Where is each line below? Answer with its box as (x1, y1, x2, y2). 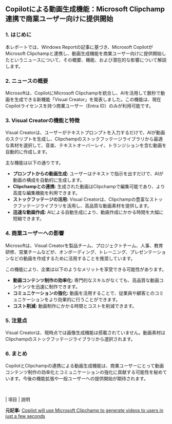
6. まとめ (5, 350, 28, 357)
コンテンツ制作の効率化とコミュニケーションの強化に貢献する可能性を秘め (5, 369, 163, 375)
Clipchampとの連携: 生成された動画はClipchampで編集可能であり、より (12, 183, 165, 190)
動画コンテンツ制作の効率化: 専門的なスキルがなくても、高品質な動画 (12, 277, 159, 283)
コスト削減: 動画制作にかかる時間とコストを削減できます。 (12, 303, 137, 309)
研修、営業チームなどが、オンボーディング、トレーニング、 (5, 249, 130, 255)
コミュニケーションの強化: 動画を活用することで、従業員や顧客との (12, 290, 155, 296)
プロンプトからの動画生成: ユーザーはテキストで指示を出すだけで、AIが (12, 171, 164, 177)
